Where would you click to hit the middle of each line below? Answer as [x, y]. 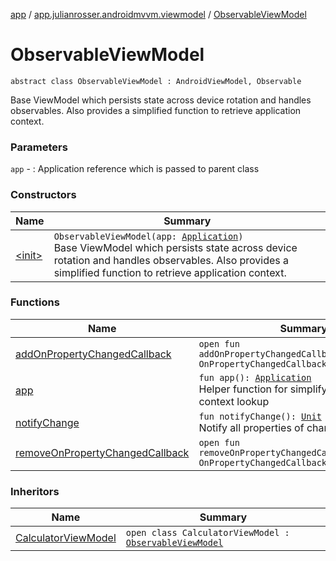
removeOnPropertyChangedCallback [102, 452]
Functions [35, 302]
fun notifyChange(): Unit [260, 416]
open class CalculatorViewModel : [207, 533]
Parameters [39, 147]
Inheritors [35, 491]
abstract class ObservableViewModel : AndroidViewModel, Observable [156, 81]
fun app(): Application [255, 377]
